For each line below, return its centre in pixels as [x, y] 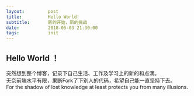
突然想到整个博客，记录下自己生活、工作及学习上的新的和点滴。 [83, 73]
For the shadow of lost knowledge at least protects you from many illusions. [97, 87]
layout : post [32, 11]
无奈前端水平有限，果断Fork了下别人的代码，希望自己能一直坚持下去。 [91, 80]
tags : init [32, 33]
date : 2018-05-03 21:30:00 [52, 28]
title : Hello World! [43, 17]
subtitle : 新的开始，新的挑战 [47, 22]
